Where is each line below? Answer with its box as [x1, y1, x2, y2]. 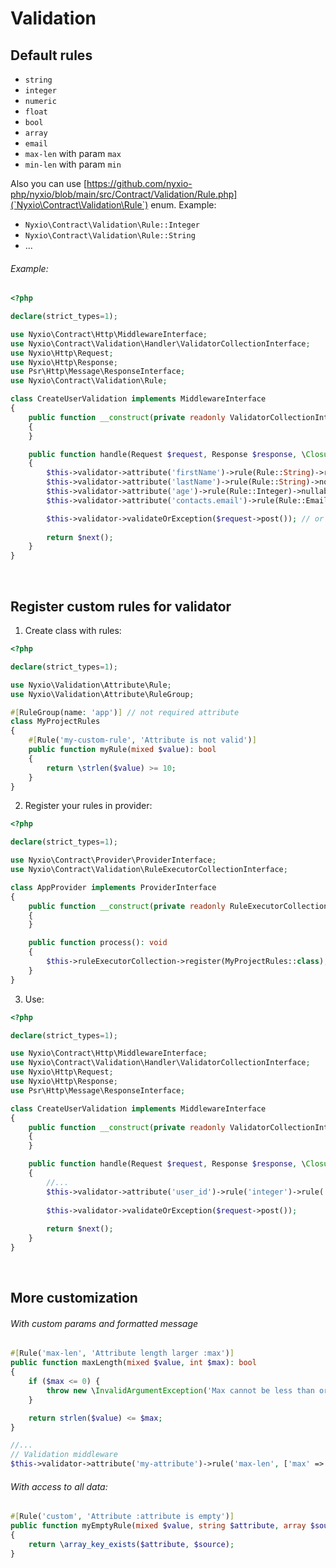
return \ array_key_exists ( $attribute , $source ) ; [28, 1539, 235, 1549]
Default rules [10, 47, 93, 64]
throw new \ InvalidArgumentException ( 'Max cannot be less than [46, 1385, 315, 1396]
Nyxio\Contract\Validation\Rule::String [24, 231, 196, 241]
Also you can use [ [10, 178, 88, 189]
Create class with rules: [24, 625, 122, 637]
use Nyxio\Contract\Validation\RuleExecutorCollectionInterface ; [10, 865, 288, 875]
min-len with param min [24, 158, 122, 170]
